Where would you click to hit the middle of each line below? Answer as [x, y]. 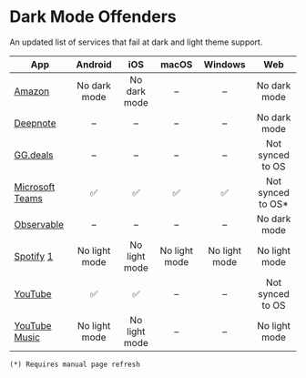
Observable [39, 224]
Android [94, 64]
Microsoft [35, 187]
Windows [224, 64]
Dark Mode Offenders [93, 17]
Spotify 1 [34, 256]
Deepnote [35, 123]
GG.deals [34, 155]
